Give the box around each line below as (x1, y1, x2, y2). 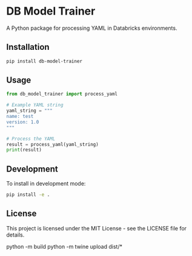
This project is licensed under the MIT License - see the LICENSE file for (6, 224, 187, 232)
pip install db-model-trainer (6, 58, 83, 64)
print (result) (6, 147, 42, 153)
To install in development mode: (6, 180, 86, 187)
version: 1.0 (6, 119, 39, 125)
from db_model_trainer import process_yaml (6, 91, 118, 97)
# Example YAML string (6, 102, 64, 108)
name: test (6, 114, 34, 120)
